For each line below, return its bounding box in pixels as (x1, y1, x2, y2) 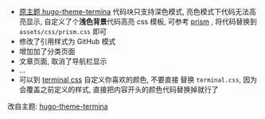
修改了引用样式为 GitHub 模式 (18, 36, 116, 46)
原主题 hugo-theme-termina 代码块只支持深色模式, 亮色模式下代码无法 (18, 7, 250, 16)
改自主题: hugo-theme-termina (7, 102, 108, 111)
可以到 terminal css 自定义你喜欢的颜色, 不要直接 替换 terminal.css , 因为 (18, 75, 258, 84)
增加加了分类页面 (18, 47, 76, 56)
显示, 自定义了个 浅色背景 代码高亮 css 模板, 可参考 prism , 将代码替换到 (25, 17, 258, 26)
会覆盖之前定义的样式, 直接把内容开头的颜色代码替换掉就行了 (18, 85, 219, 94)
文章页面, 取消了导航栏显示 (18, 56, 107, 66)
